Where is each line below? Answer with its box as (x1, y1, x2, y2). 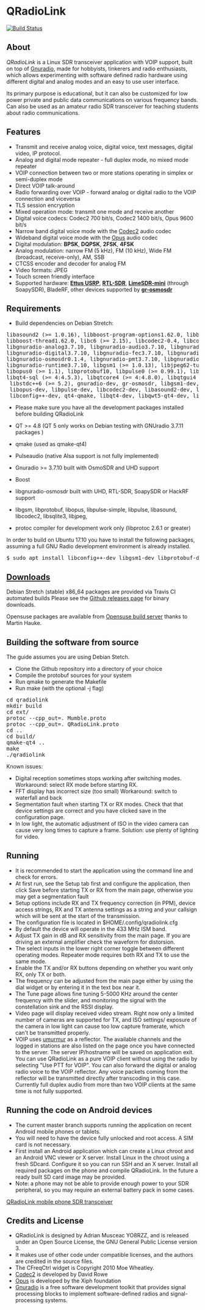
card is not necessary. (15, 1140, 71, 1148)
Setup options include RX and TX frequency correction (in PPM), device (15, 899, 196, 907)
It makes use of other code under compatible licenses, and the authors (15, 1251, 193, 1259)
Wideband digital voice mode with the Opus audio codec (15, 234, 158, 241)
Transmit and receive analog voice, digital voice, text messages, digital (15, 143, 193, 150)
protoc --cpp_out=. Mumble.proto (6, 715, 107, 722)
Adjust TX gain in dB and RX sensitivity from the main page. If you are (15, 932, 191, 939)
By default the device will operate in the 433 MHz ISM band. (15, 925, 167, 932)
